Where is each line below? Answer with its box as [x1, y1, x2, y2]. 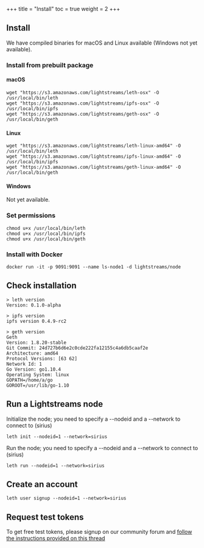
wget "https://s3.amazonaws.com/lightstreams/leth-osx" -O [6, 89, 160, 95]
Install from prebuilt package [6, 61, 94, 69]
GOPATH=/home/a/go [6, 377, 53, 383]
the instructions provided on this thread [6, 535, 105, 542]
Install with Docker [6, 250, 63, 259]
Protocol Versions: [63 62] [6, 355, 78, 361]
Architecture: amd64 [6, 350, 59, 357]
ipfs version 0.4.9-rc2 [6, 318, 67, 324]
